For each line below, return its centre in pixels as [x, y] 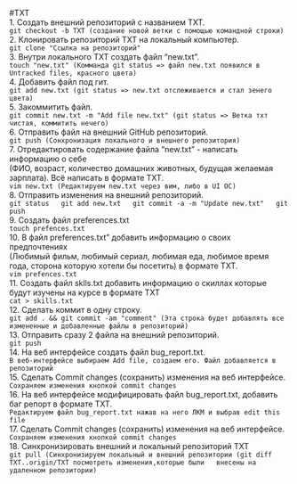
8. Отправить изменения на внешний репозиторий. [106, 195]
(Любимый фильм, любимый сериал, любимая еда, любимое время [139, 256]
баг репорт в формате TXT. [61, 404]
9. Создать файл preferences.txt [69, 220]
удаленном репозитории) [53, 471]
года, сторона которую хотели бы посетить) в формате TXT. [124, 266]
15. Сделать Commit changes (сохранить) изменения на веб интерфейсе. [148, 377]
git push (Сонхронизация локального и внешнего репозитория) [125, 141]
